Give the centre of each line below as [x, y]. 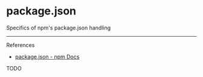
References [21, 45]
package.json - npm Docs [47, 57]
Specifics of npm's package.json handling [59, 28]
